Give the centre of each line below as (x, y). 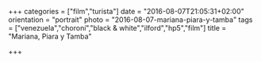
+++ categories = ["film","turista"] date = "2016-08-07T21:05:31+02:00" (126, 11)
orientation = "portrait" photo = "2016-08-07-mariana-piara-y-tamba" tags (130, 20)
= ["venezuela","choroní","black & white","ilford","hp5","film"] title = (117, 28)
